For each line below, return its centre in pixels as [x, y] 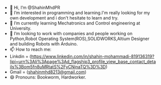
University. [20, 28]
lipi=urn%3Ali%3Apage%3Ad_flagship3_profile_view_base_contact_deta [83, 62]
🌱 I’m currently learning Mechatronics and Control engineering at [75, 23]
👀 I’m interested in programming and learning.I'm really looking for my [80, 13]
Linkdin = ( [20, 56]
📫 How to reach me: [30, 49]
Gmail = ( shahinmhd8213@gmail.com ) [48, 72]
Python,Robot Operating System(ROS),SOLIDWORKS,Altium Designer [80, 39]
